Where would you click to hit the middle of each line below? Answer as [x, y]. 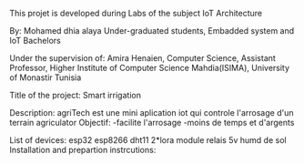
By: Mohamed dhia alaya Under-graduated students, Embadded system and [152, 31]
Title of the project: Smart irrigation [75, 95]
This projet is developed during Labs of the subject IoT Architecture [136, 13]
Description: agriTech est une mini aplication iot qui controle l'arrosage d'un [152, 113]
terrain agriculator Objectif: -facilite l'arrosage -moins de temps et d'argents [152, 123]
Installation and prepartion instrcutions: [83, 150]
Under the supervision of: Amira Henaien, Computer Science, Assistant [142, 58]
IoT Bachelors [35, 41]
